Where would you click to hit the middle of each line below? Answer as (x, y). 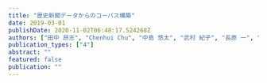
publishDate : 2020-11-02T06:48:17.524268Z (79, 30)
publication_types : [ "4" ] (51, 45)
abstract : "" (30, 52)
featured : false (35, 60)
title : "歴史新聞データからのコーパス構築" (72, 15)
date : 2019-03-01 (37, 23)
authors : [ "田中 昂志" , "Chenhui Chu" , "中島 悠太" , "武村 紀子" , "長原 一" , (131, 38)
